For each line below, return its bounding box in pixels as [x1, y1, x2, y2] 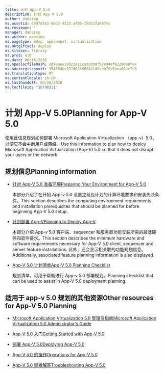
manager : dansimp [5, 30, 41, 35]
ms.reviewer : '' [5, 26, 38, 30]
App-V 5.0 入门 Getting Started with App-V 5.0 [12, 331, 105, 337]
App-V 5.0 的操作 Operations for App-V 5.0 [12, 352, 98, 358]
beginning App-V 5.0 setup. [12, 209, 68, 214]
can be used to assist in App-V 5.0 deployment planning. [12, 278, 127, 284]
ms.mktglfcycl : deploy [5, 44, 51, 49]
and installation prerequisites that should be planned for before [12, 203, 140, 209]
